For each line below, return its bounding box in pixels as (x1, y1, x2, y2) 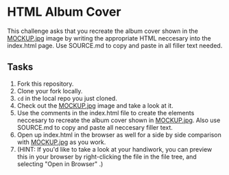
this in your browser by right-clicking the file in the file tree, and (16, 152, 197, 161)
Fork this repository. (16, 80, 74, 88)
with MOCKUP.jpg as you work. (16, 138, 106, 146)
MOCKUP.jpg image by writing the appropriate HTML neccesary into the (7, 34, 211, 42)
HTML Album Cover (7, 4, 121, 20)
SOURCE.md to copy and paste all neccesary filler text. (16, 123, 173, 131)
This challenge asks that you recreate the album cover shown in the (7, 27, 199, 35)
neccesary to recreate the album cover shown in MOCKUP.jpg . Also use (16, 116, 221, 124)
